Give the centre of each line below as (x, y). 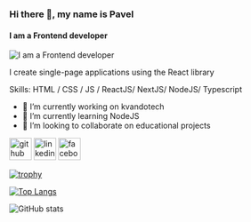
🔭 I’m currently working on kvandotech (93, 107)
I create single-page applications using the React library (112, 72)
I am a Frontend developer (59, 36)
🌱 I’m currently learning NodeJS (81, 116)
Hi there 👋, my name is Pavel (72, 14)
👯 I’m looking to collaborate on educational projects (116, 126)
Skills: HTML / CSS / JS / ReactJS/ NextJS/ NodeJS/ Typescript (126, 90)
